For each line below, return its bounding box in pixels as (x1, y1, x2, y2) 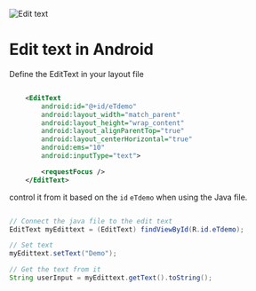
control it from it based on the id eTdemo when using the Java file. (9, 192, 248, 202)
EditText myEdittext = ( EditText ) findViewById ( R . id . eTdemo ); (9, 224, 244, 234)
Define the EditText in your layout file (9, 68, 144, 79)
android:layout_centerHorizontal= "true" (41, 135, 193, 144)
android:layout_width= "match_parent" (41, 110, 180, 119)
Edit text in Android (9, 40, 154, 59)
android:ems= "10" (41, 143, 105, 153)
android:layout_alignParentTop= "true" (41, 127, 185, 136)
